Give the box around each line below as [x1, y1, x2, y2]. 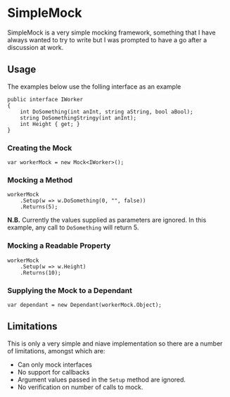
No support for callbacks [17, 367, 90, 376]
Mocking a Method [7, 175, 73, 184]
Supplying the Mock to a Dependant [7, 285, 132, 295]
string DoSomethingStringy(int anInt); [20, 114, 137, 121]
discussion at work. [7, 43, 64, 51]
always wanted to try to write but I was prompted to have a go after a [7, 35, 207, 44]
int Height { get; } [20, 120, 80, 127]
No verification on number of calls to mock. [17, 382, 143, 391]
